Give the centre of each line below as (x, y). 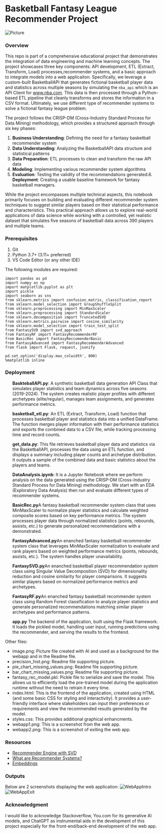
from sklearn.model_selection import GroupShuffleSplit (63, 304)
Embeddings (25, 764)
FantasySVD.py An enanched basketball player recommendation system (85, 566)
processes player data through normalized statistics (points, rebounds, (83, 521)
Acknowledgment (27, 805)
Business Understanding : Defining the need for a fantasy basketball (81, 138)
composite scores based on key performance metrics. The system (79, 515)
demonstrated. (27, 531)
